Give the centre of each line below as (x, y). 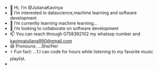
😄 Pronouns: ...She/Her (34, 46)
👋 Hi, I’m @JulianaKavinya (36, 8)
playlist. (18, 58)
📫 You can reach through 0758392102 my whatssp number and (75, 34)
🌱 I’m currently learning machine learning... (54, 23)
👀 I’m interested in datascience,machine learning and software (73, 13)
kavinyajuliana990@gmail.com (41, 41)
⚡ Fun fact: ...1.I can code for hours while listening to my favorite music (81, 52)
